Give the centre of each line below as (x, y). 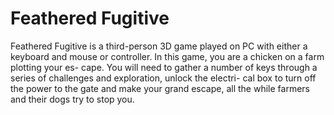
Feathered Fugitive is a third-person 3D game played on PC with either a (159, 46)
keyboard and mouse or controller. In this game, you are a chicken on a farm (167, 56)
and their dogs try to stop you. (72, 99)
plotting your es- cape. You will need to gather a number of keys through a (164, 67)
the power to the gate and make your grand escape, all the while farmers (160, 88)
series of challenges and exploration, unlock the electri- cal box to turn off (163, 78)
